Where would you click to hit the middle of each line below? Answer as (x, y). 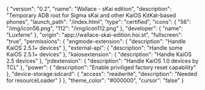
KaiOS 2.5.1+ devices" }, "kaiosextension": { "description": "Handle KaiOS (99, 54)
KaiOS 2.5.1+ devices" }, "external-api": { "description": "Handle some (95, 48)
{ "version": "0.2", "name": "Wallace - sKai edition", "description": (89, 9)
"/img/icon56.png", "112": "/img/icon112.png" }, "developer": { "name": (95, 28)
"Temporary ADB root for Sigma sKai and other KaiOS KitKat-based (91, 15)
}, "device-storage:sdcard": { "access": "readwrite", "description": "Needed (102, 74)
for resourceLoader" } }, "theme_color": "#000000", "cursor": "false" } (95, 80)
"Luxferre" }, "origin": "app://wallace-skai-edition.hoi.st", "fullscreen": (95, 35)
